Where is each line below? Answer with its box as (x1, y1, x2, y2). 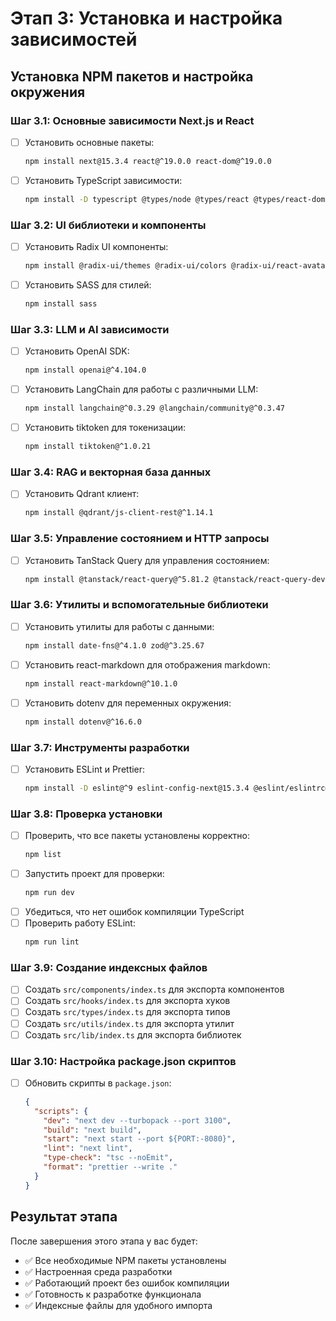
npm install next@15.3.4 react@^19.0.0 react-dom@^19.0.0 (24, 156, 272, 166)
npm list (24, 850, 62, 860)
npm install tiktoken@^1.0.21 (24, 442, 152, 452)
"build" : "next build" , (43, 1125, 142, 1135)
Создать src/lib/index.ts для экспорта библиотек (24, 1028, 242, 1041)
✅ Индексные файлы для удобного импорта (24, 1299, 213, 1311)
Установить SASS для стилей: (24, 278, 152, 291)
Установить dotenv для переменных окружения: (24, 697, 232, 709)
